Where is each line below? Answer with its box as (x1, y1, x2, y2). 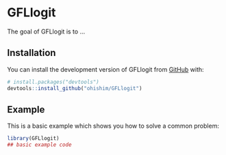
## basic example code (7, 141, 72, 148)
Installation (7, 47, 56, 59)
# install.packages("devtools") (7, 79, 99, 85)
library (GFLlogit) (7, 135, 60, 142)
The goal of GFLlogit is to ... (7, 27, 86, 36)
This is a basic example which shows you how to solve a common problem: (7, 122, 219, 130)
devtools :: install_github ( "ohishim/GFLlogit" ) (7, 85, 142, 91)
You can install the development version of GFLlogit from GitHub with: (7, 65, 204, 73)
